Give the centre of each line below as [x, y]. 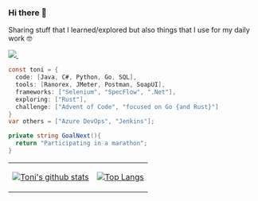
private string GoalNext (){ [55, 136]
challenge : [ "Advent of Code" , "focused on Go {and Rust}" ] [117, 106]
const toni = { [33, 70]
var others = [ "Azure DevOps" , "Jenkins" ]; [82, 122]
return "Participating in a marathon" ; [82, 143]
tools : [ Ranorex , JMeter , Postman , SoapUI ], [90, 85]
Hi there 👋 [28, 13]
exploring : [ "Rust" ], [51, 99]
